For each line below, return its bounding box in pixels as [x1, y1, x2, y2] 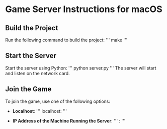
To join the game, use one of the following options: [5, 98, 111, 104]
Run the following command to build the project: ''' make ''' [5, 37, 128, 43]
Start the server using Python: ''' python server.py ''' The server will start [5, 64, 157, 71]
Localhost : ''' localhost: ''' [12, 108, 67, 114]
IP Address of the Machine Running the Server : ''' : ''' [12, 117, 126, 124]
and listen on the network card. [5, 70, 70, 76]
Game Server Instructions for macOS [5, 4, 162, 15]
